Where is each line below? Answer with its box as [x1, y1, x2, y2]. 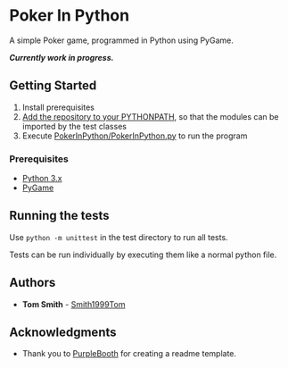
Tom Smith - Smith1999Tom [21, 298, 126, 309]
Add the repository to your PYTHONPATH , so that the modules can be [21, 111, 279, 121]
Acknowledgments [9, 325, 118, 340]
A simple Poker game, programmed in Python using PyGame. [9, 35, 234, 46]
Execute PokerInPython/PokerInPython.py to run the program [21, 130, 248, 141]
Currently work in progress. [9, 52, 114, 63]
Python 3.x [21, 173, 62, 184]
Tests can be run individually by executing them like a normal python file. [9, 249, 277, 260]
